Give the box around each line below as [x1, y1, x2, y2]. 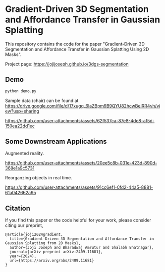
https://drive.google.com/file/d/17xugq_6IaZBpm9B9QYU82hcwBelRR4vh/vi [5, 103, 160, 109]
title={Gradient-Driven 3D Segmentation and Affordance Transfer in [9, 236, 154, 241]
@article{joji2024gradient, [5, 232, 63, 237]
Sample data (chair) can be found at [5, 98, 79, 104]
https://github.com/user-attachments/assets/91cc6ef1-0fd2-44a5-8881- [5, 184, 153, 190]
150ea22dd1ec [5, 123, 35, 129]
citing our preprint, [5, 222, 44, 228]
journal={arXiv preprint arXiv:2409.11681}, [9, 249, 103, 255]
